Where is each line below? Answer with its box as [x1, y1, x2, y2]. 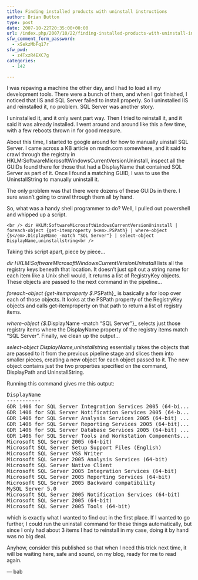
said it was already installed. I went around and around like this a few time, [6, 121, 187, 128]
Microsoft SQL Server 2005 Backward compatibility [6, 480, 156, 487]
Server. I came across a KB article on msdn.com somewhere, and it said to [6, 145, 187, 152]
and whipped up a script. [6, 211, 67, 218]
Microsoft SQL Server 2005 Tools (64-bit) [6, 503, 131, 510]
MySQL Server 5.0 [6, 485, 56, 492]
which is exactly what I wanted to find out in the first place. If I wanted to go [6, 514, 190, 521]
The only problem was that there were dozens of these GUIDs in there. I [6, 187, 180, 195]
